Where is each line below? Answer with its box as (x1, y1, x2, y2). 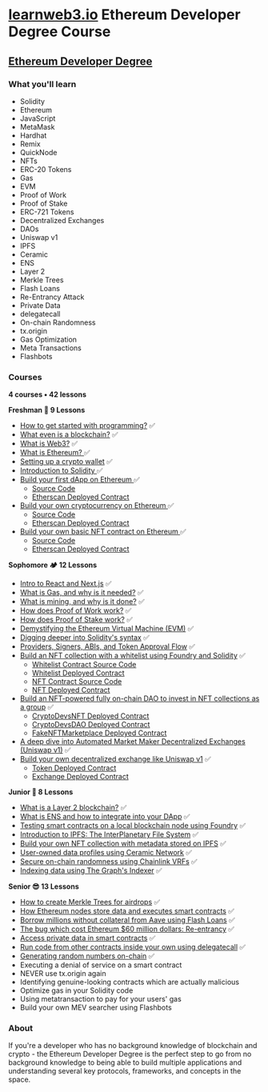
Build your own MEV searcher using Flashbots (19, 1002, 172, 1013)
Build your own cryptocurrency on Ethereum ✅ (19, 501, 174, 510)
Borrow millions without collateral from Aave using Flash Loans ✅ (19, 915, 235, 925)
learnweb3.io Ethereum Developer (8, 6, 242, 24)
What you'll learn (8, 78, 77, 90)
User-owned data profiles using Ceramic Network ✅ (19, 848, 192, 858)
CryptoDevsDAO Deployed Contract (31, 720, 150, 730)
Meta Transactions (19, 342, 82, 353)
